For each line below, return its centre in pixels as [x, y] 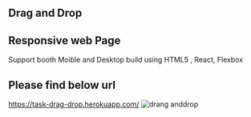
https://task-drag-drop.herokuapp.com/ [74, 104]
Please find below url [62, 85]
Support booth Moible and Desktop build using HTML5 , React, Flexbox [125, 60]
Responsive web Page [65, 40]
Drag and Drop [45, 13]
